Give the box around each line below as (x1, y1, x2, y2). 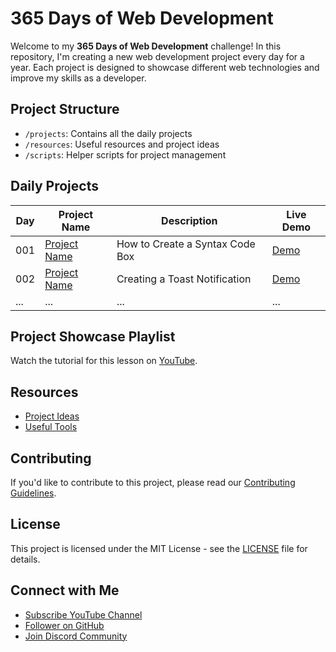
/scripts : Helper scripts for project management (24, 148, 227, 161)
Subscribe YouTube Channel (24, 608, 143, 621)
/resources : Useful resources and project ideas (24, 138, 220, 150)
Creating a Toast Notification (116, 272, 252, 286)
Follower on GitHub (24, 619, 105, 631)
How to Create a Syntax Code (116, 237, 256, 251)
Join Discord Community (24, 630, 128, 642)
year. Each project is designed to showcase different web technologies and (10, 61, 320, 73)
